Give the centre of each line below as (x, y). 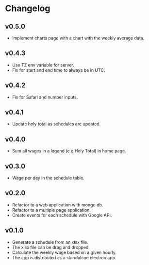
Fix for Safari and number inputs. (45, 97)
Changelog (28, 8)
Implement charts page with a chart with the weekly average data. (78, 38)
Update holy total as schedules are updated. (56, 124)
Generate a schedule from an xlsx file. (50, 242)
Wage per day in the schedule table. (48, 178)
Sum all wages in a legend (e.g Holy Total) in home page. (69, 151)
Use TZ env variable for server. (43, 65)
